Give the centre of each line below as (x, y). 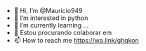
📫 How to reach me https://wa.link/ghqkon (76, 40)
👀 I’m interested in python (51, 18)
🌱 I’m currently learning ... (51, 25)
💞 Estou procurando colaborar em (63, 32)
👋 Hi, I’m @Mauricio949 (48, 11)
